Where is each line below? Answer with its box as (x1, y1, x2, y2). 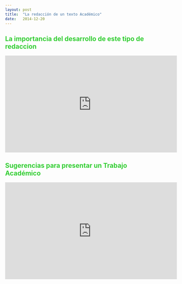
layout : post (5, 7, 32, 12)
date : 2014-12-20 (5, 16, 45, 21)
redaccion (5, 42, 37, 51)
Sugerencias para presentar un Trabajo (5, 161, 128, 170)
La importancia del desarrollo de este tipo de (5, 34, 144, 43)
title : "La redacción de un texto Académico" (5, 12, 102, 17)
